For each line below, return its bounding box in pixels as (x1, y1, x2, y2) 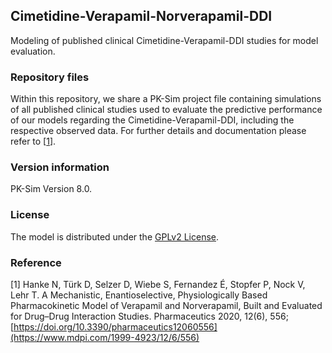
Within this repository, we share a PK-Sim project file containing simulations (10, 93, 322, 105)
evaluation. (10, 45, 56, 57)
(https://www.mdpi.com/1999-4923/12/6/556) (10, 332, 200, 343)
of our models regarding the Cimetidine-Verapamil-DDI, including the (10, 114, 295, 126)
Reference (10, 255, 62, 269)
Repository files (10, 70, 90, 84)
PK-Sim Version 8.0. (10, 183, 93, 195)
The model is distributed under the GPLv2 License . (10, 230, 220, 243)
